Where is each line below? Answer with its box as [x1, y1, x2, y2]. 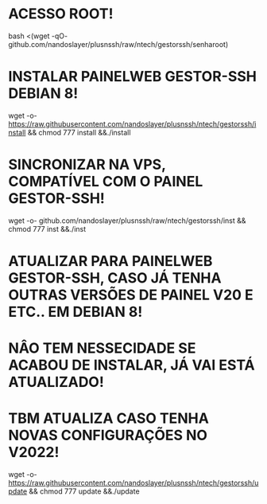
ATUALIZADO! [8, 373, 105, 391]
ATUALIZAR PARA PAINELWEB [8, 252, 213, 270]
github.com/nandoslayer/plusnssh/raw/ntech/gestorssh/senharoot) [8, 39, 229, 49]
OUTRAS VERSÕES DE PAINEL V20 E [8, 286, 254, 303]
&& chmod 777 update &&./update [29, 486, 141, 496]
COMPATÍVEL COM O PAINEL [8, 173, 203, 191]
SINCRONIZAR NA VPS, [8, 156, 166, 174]
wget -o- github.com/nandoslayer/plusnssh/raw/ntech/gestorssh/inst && [8, 216, 246, 225]
